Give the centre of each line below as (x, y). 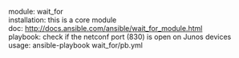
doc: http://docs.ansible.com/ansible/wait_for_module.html (105, 28)
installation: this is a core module (63, 20)
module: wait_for (36, 12)
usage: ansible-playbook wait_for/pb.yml (75, 45)
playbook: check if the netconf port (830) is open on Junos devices (120, 37)
